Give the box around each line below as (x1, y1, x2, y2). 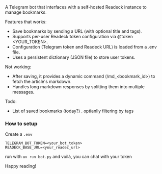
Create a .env (5, 131, 33, 137)
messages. (12, 89, 35, 95)
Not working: (5, 64, 31, 70)
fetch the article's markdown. (12, 78, 72, 84)
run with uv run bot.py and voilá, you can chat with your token (5, 154, 132, 160)
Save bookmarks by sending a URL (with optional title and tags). (12, 28, 142, 34)
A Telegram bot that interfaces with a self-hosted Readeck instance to (5, 4, 147, 10)
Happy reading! (5, 163, 36, 169)
